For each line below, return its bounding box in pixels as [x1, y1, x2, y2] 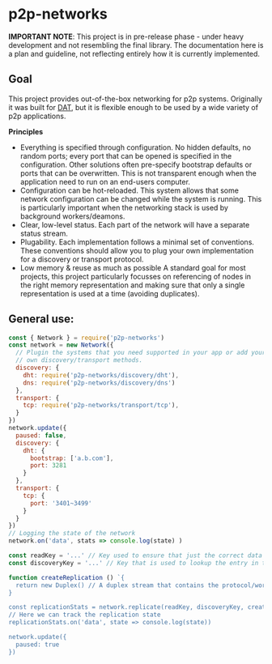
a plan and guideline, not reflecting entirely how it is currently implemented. [8, 49, 261, 58]
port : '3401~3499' [29, 499, 92, 507]
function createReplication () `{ [8, 573, 125, 581]
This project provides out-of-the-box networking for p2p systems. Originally [8, 94, 263, 104]
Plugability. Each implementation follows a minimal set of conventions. [19, 236, 255, 247]
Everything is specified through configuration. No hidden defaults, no [19, 143, 252, 152]
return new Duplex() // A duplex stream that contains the [15, 581, 219, 590]
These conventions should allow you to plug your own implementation [19, 245, 254, 255]
